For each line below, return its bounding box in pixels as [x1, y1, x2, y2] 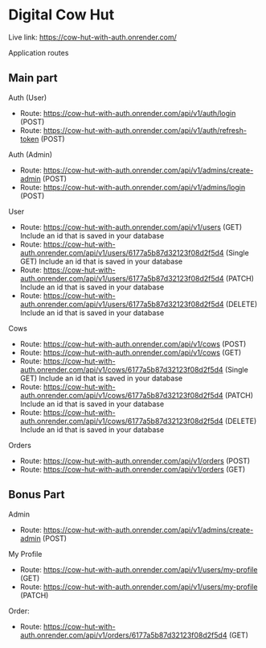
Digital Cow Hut [8, 6, 115, 24]
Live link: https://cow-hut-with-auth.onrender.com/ [8, 32, 177, 42]
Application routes [8, 48, 69, 57]
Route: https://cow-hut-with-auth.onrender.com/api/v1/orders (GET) [19, 464, 246, 474]
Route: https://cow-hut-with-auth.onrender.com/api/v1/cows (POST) [19, 339, 247, 348]
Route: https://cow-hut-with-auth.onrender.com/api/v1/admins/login [19, 182, 246, 192]
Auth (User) [8, 93, 47, 102]
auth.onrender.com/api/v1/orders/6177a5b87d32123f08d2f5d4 [19, 630, 227, 640]
